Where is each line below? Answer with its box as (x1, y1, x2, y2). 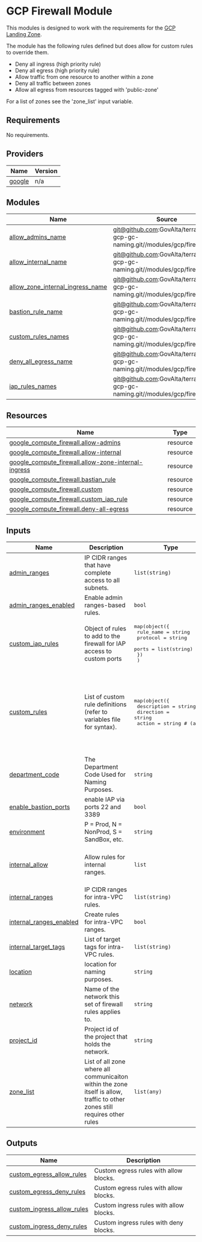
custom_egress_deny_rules (9, 1187, 86, 1196)
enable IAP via (84, 795, 125, 803)
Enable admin (84, 593, 123, 602)
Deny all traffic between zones (14, 80, 91, 87)
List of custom (84, 693, 125, 701)
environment (9, 828, 45, 836)
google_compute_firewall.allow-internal (9, 448, 121, 457)
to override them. (6, 48, 49, 56)
